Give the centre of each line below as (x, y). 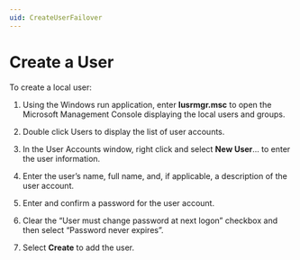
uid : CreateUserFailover (56, 18)
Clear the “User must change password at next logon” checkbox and (150, 220)
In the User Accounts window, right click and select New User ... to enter (156, 148)
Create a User (62, 62)
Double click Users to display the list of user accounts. (123, 131)
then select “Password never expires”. (93, 229)
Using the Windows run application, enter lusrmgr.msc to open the (147, 104)
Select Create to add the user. (78, 247)
